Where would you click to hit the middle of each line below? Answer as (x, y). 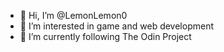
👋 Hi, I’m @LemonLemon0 (73, 15)
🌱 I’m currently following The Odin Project (105, 36)
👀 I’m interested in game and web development (116, 26)
